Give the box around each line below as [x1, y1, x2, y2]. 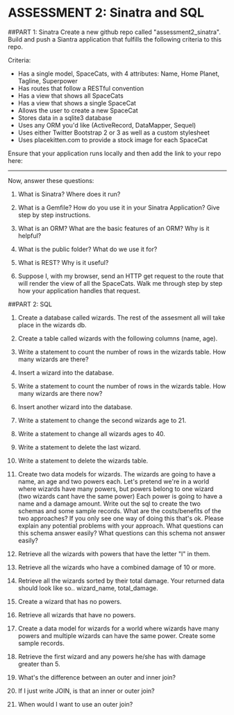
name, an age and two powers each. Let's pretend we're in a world [17, 477, 210, 485]
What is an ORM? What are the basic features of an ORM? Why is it [17, 224, 210, 232]
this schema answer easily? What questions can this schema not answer [17, 528, 226, 537]
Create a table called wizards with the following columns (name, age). [17, 334, 218, 343]
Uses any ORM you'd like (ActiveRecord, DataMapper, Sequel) [17, 121, 197, 129]
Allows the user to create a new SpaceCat [17, 106, 138, 114]
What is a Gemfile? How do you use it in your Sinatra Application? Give [17, 203, 220, 212]
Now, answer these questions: [8, 176, 94, 184]
